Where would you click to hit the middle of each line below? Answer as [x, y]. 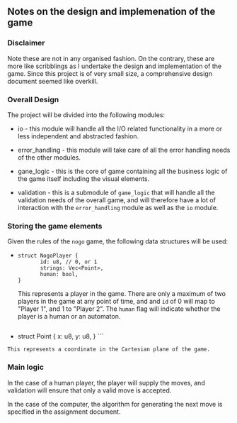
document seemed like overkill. [53, 81]
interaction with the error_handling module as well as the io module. [118, 207]
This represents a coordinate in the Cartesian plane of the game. [109, 350]
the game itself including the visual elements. [83, 178]
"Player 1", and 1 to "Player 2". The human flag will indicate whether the [119, 309]
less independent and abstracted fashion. [78, 136]
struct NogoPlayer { [48, 256]
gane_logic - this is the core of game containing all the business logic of [122, 171]
